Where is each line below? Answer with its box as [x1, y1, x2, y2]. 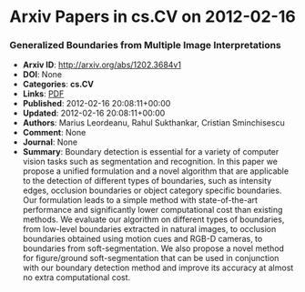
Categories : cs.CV [22, 79, 94, 90]
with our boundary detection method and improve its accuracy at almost [22, 262, 294, 274]
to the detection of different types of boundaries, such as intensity [22, 176, 272, 186]
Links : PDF [22, 88, 65, 99]
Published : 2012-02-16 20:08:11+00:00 [22, 98, 171, 109]
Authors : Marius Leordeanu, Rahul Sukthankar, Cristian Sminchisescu [22, 117, 285, 128]
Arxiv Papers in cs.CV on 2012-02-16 [9, 6, 296, 27]
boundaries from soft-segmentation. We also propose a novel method [22, 243, 285, 254]
